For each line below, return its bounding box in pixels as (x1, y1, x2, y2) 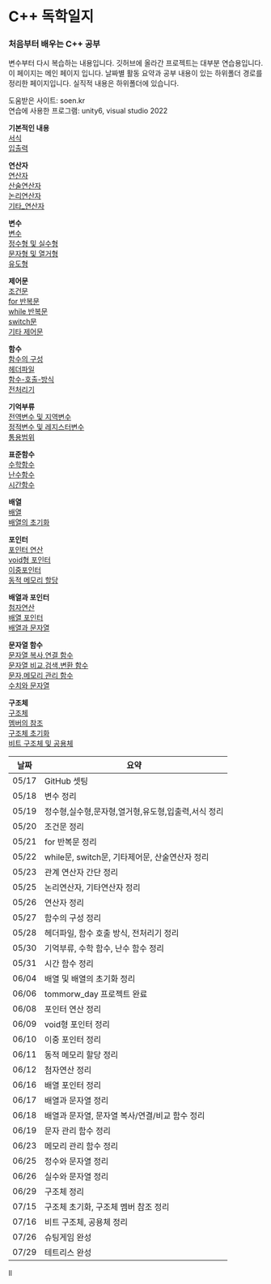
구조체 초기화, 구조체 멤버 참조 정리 (44, 1201, 170, 1213)
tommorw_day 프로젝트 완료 (44, 989, 148, 1000)
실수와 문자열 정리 (44, 1171, 109, 1183)
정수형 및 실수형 (8, 238, 59, 248)
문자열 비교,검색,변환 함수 (8, 660, 89, 670)
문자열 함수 (8, 640, 43, 650)
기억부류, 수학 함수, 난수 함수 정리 (44, 943, 164, 954)
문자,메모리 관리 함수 (8, 671, 74, 681)
